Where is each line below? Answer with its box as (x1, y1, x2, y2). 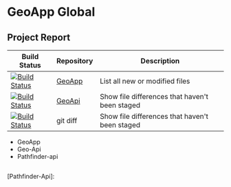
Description (140, 56, 180, 65)
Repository (56, 56, 93, 65)
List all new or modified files (99, 76, 190, 86)
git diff (56, 116, 78, 125)
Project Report (7, 32, 71, 43)
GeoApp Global (7, 4, 96, 20)
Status (19, 60, 41, 69)
